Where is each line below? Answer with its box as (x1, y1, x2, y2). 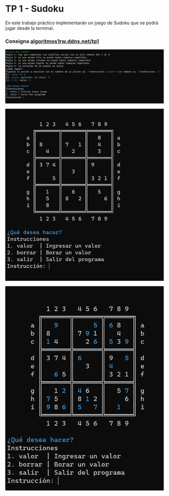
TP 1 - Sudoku (5, 3, 64, 15)
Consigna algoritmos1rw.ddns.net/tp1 (5, 37, 99, 44)
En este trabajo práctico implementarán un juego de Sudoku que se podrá (5, 20, 158, 26)
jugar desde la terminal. (5, 25, 54, 31)
